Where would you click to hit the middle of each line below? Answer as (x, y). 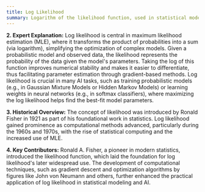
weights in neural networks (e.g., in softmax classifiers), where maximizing (100, 94)
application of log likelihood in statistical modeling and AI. (79, 182)
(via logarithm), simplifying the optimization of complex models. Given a (97, 48)
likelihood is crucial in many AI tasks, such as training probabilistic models (99, 81)
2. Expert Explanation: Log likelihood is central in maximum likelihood (94, 35)
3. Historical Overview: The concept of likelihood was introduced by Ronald (102, 112)
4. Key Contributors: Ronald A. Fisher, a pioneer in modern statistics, (93, 150)
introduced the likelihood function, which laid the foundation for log (91, 156)
